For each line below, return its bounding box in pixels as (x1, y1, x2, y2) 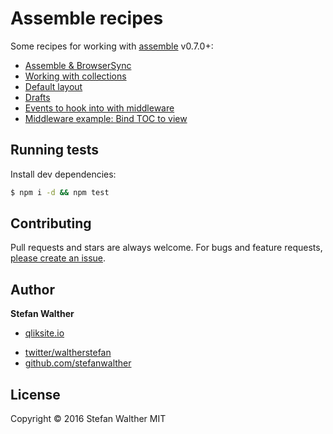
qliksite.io (24, 327, 65, 339)
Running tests (10, 142, 100, 159)
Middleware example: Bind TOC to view (24, 112, 188, 124)
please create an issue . (10, 252, 107, 264)
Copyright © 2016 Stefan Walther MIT (10, 413, 167, 425)
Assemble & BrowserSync (24, 59, 132, 71)
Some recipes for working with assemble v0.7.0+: (10, 40, 214, 52)
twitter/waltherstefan (24, 347, 112, 359)
